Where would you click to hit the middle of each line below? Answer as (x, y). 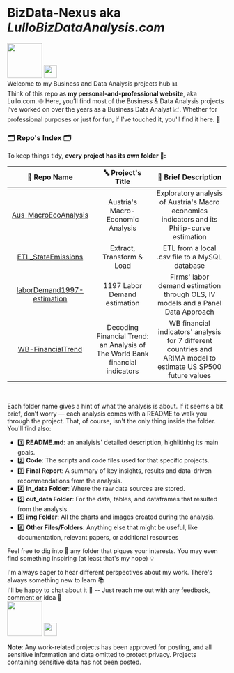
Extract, (123, 248)
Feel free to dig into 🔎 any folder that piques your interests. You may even (112, 551)
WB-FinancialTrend (50, 349)
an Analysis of (123, 345)
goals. (26, 453)
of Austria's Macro (189, 202)
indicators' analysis (189, 332)
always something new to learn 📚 (56, 580)
